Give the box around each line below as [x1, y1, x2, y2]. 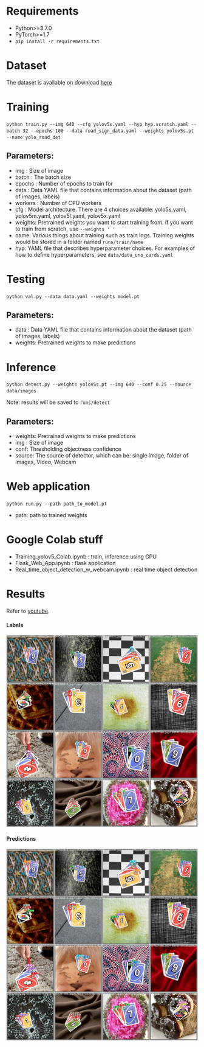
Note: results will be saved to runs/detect [6, 398, 110, 406]
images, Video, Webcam [15, 458, 76, 466]
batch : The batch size [15, 173, 72, 181]
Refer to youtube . [6, 607, 50, 614]
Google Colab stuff [6, 533, 103, 547]
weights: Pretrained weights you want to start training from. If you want [15, 218, 193, 226]
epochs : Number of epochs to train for [15, 179, 114, 187]
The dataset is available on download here [6, 78, 112, 86]
